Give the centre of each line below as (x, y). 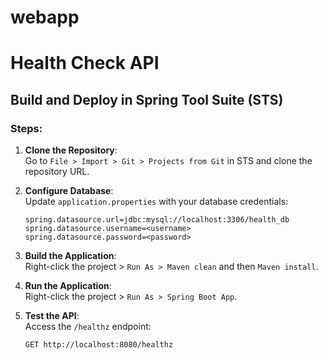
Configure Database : (69, 191)
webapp (45, 17)
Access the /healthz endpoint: (88, 327)
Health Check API (85, 63)
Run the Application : (68, 286)
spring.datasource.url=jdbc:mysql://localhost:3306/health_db (157, 220)
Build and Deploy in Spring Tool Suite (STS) (147, 99)
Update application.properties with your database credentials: (156, 202)
